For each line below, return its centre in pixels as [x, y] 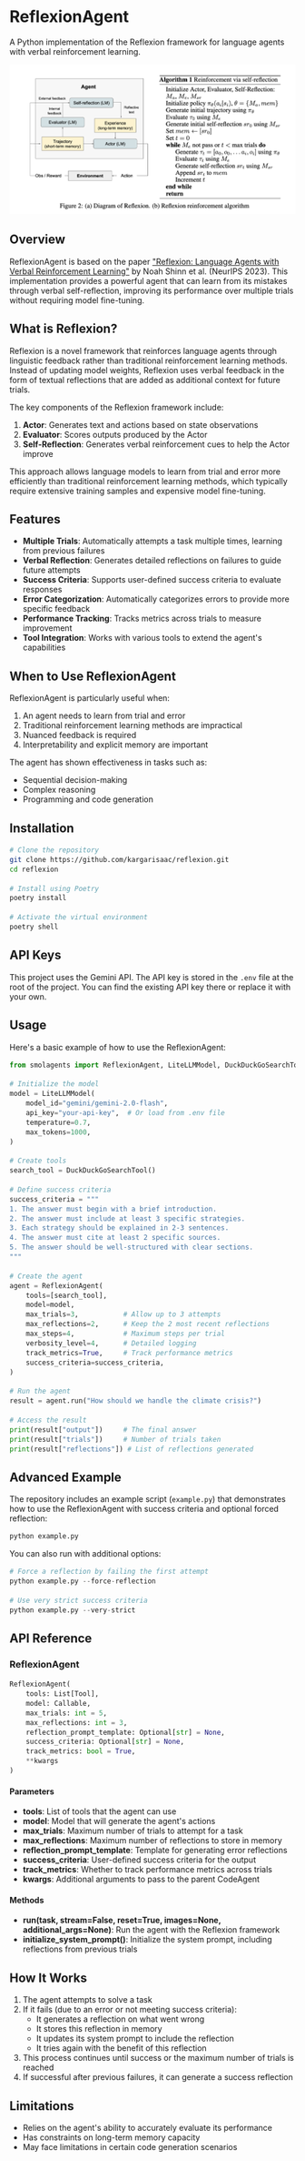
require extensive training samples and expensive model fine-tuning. [138, 491]
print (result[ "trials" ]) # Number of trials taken [115, 1439]
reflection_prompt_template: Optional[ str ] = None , [125, 1732]
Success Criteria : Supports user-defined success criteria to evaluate [152, 580]
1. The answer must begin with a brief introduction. [113, 1209]
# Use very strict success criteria [79, 1600]
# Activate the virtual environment [79, 918]
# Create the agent [46, 1276]
